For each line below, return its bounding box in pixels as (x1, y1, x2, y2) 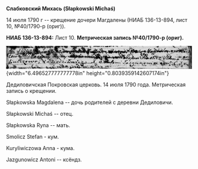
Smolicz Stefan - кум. (6, 133, 60, 141)
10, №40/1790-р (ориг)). (6, 23, 66, 30)
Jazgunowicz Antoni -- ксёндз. (6, 156, 82, 163)
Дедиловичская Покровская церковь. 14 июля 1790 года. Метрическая (6, 81, 186, 88)
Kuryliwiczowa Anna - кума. (6, 145, 75, 152)
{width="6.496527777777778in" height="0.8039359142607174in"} (6, 70, 169, 77)
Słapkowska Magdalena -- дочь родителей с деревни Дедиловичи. (6, 99, 173, 106)
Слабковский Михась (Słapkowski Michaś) (6, 5, 116, 12)
